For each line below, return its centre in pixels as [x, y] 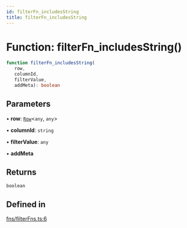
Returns [22, 172]
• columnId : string [30, 130]
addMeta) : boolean [37, 85]
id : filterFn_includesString [43, 12]
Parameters [28, 104]
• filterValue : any [28, 142]
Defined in [26, 204]
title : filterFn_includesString [46, 17]
